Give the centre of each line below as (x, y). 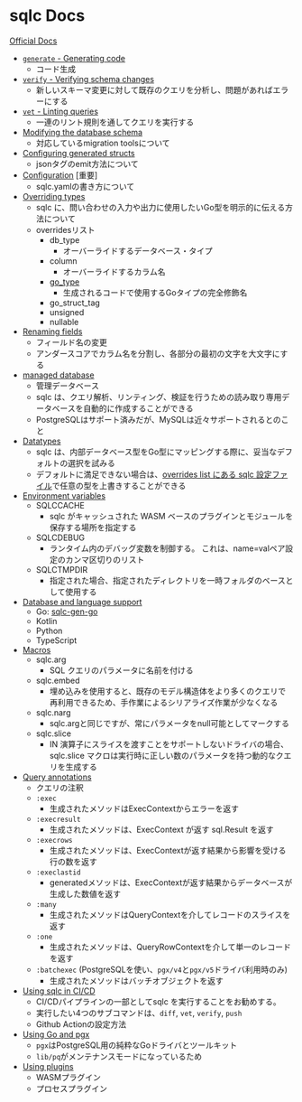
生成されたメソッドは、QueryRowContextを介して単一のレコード (170, 947)
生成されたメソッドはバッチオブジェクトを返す (136, 980)
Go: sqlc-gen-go (67, 612)
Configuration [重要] (60, 175)
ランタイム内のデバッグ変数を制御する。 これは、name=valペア (167, 548)
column (63, 261)
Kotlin (46, 621)
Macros (37, 649)
